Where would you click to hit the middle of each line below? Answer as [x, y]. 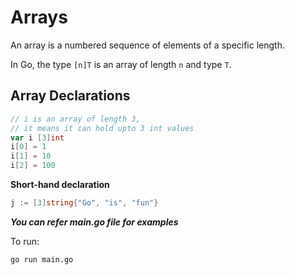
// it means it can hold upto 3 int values [102, 128]
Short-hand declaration [60, 184]
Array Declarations [70, 96]
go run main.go [42, 259]
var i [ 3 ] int [37, 137]
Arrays [39, 17]
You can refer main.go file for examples [94, 222]
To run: [25, 241]
